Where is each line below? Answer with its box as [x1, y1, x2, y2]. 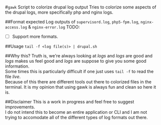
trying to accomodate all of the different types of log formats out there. [5, 115, 148, 121]
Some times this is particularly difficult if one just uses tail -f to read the [5, 69, 154, 75]
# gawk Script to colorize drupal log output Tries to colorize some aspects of [5, 4, 157, 10]
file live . [5, 74, 21, 80]
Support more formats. [12, 34, 59, 39]
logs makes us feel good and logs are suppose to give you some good [5, 58, 147, 64]
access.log [5, 25, 27, 30]
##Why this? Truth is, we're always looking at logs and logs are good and [5, 53, 153, 59]
